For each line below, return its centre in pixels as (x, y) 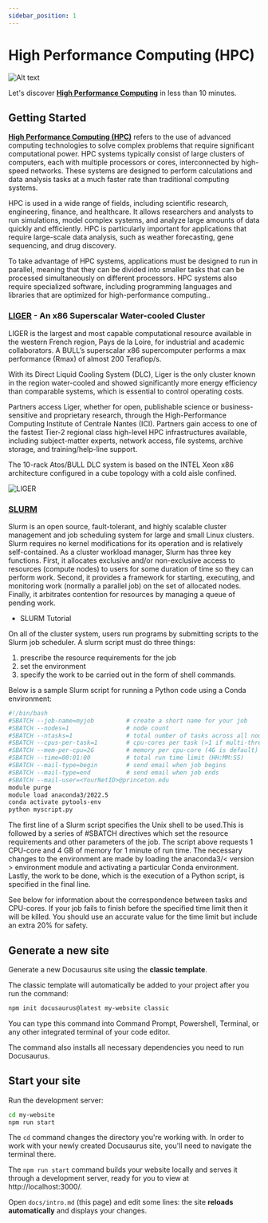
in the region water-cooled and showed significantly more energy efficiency (133, 382)
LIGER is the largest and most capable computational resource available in (130, 333)
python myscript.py (41, 810)
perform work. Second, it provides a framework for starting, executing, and (132, 577)
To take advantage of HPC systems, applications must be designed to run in (133, 261)
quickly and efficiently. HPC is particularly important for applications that (128, 229)
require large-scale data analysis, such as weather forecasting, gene (121, 237)
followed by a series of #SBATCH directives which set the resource (118, 833)
